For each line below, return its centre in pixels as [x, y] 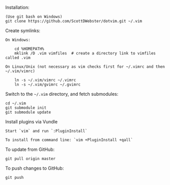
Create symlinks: [23, 31]
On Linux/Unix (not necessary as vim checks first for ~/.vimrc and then [85, 67]
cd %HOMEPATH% [29, 49]
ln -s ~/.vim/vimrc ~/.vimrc [45, 80]
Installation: [17, 7]
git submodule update [28, 112]
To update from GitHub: [30, 149]
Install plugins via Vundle [31, 122]
